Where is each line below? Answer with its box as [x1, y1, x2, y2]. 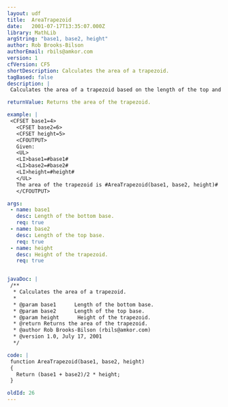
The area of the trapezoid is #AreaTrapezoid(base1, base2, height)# [16, 181, 218, 188]
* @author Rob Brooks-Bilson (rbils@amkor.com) [13, 327, 152, 334]
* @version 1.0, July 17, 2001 [13, 333, 102, 340]
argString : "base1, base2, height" [7, 36, 109, 42]
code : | [7, 351, 29, 358]
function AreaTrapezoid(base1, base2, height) [10, 358, 145, 365]
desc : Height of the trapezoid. [16, 251, 109, 258]
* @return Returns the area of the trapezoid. [13, 320, 148, 328]
